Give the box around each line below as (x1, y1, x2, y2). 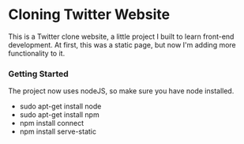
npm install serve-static (19, 127, 97, 136)
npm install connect (19, 119, 84, 128)
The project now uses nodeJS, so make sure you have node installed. (8, 86, 235, 96)
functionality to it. (8, 48, 66, 58)
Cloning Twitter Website (8, 6, 171, 24)
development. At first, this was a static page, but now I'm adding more (8, 40, 237, 49)
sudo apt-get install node (19, 101, 102, 112)
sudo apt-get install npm (19, 110, 100, 119)
